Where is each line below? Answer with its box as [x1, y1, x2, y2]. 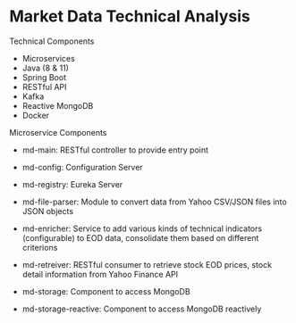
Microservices [21, 53, 76, 63]
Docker [21, 110, 50, 120]
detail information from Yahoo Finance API [21, 269, 179, 279]
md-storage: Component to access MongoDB [21, 286, 190, 296]
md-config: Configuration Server [21, 161, 143, 172]
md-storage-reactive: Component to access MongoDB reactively [21, 303, 262, 314]
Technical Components [9, 36, 95, 46]
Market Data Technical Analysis [9, 6, 250, 27]
